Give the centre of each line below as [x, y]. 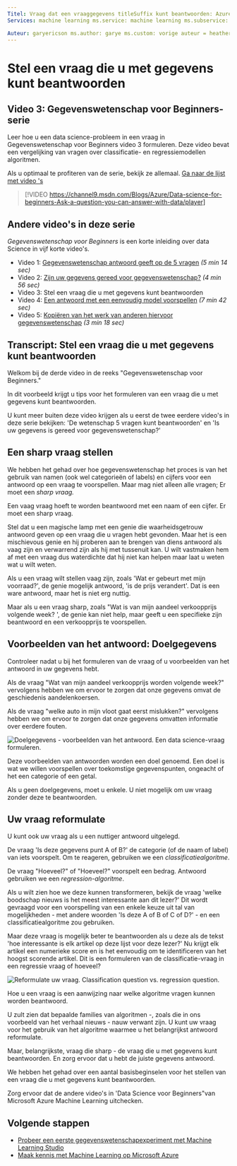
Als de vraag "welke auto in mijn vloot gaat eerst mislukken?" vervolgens [113, 711]
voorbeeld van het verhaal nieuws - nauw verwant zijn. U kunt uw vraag [112, 1023]
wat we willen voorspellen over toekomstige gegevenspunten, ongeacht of [116, 768]
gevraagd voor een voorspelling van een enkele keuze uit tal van [101, 907]
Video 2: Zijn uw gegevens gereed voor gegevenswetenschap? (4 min [119, 278]
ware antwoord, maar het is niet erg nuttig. [69, 593]
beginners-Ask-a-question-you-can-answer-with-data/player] [115, 202]
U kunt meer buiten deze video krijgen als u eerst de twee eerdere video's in [119, 415]
